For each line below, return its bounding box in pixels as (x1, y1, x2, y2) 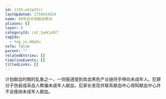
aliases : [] (5, 21, 30, 26)
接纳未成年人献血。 (13, 89, 53, 95)
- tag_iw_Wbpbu (9, 39, 41, 44)
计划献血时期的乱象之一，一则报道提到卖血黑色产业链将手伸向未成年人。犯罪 (5, 76, 161, 82)
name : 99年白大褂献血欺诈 (5, 16, 53, 21)
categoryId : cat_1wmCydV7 (5, 30, 58, 35)
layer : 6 (5, 26, 23, 31)
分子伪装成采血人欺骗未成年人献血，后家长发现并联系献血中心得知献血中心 (5, 82, 157, 89)
